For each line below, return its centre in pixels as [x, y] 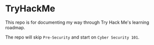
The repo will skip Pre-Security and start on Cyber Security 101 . [72, 37]
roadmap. [15, 27]
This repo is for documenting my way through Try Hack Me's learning [77, 22]
